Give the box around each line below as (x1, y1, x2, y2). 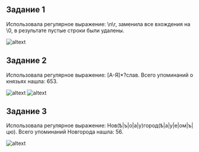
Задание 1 (6, 5, 46, 15)
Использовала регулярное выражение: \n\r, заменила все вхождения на (6, 20, 191, 27)
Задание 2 (6, 56, 47, 66)
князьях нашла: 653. (6, 77, 58, 85)
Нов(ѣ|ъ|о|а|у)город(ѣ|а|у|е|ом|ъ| (107, 122, 194, 129)
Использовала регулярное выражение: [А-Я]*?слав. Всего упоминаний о (6, 71, 194, 78)
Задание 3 (6, 106, 47, 116)
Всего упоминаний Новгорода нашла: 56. (18, 128, 124, 135)
